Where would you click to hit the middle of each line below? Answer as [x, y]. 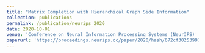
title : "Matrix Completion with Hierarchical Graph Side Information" [98, 12]
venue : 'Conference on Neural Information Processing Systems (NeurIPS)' [102, 35]
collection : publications [39, 18]
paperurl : [19, 40]
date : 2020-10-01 [28, 29]
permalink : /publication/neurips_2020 [56, 23]
